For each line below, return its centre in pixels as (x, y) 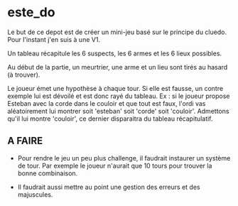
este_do (31, 12)
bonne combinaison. (48, 173)
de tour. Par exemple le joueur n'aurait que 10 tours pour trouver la (115, 166)
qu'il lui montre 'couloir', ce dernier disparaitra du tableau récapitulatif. (110, 119)
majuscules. (35, 194)
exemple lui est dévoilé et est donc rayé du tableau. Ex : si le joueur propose (119, 96)
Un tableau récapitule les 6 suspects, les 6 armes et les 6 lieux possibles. (115, 53)
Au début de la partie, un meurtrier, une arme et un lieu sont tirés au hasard (118, 67)
